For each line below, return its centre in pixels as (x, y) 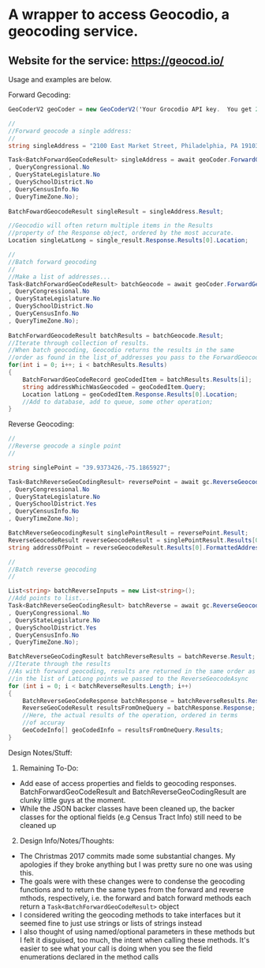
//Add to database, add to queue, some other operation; (118, 402)
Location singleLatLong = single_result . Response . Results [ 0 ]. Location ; (128, 240)
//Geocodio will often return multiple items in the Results (111, 226)
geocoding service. (73, 31)
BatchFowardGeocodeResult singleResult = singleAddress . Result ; (116, 211)
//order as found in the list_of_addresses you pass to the (109, 357)
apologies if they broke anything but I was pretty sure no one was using (136, 864)
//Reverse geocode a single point (65, 446)
